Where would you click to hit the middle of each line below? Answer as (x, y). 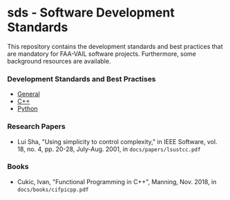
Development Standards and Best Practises (82, 79)
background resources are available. (59, 61)
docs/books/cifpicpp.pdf (53, 190)
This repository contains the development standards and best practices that (115, 46)
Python (27, 109)
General (28, 94)
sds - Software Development (91, 13)
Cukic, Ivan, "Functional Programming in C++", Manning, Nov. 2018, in (117, 181)
